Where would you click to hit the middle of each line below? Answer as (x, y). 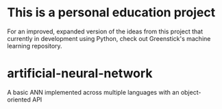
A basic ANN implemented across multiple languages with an (93, 92)
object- (191, 92)
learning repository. (35, 46)
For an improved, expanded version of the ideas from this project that (105, 31)
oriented (19, 99)
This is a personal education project (111, 13)
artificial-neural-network (80, 74)
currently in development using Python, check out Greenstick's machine (109, 38)
